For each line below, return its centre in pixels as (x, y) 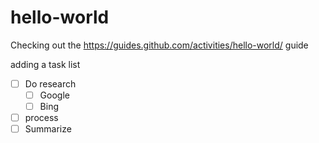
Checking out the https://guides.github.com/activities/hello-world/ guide (159, 45)
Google (54, 95)
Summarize (48, 129)
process (41, 118)
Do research (50, 83)
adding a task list (45, 64)
